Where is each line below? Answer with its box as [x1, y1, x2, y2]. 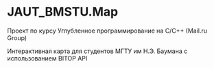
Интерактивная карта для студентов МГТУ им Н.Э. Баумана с [7, 47, 188, 55]
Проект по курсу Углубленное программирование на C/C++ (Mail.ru [7, 27, 208, 35]
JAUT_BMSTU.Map [7, 4, 119, 20]
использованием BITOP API [7, 54, 88, 62]
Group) [7, 33, 27, 41]
